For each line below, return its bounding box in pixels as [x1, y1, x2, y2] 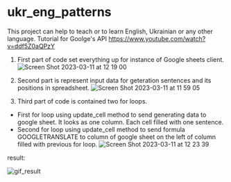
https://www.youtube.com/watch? [108, 34, 206, 42]
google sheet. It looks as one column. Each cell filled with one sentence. [17, 117, 224, 126]
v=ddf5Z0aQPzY [7, 42, 55, 50]
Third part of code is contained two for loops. [17, 97, 148, 105]
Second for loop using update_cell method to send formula [17, 125, 185, 133]
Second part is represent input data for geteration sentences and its [17, 76, 212, 84]
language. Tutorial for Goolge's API [7, 34, 108, 42]
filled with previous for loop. [17, 140, 98, 148]
